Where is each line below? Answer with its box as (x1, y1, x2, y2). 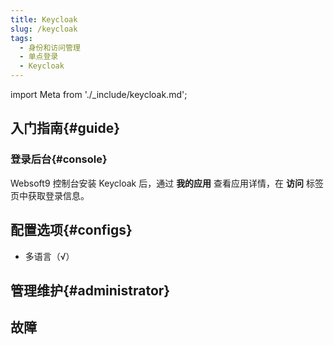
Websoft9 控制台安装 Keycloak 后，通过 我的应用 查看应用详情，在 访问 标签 (10, 177, 324, 189)
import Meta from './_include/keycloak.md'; (10, 89, 188, 100)
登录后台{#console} (10, 152, 108, 166)
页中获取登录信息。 (10, 189, 90, 201)
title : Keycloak (10, 14, 78, 25)
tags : (10, 33, 33, 43)
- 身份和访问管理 (19, 42, 81, 53)
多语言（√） (24, 250, 75, 262)
